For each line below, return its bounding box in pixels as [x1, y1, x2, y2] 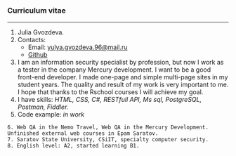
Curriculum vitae [7, 6, 67, 15]
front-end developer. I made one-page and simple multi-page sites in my [17, 73, 228, 82]
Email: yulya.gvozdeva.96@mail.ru [27, 43, 128, 51]
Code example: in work [17, 110, 85, 119]
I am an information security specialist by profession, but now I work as [17, 58, 224, 67]
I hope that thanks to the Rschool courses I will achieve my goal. [17, 88, 204, 96]
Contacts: [17, 36, 46, 44]
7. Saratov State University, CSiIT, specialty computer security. [7, 136, 209, 143]
